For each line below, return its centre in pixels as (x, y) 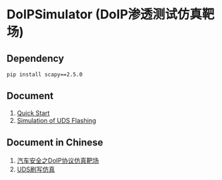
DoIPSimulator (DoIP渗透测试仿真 (104, 14)
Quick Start (33, 112)
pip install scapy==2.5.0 (44, 75)
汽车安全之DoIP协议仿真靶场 (58, 160)
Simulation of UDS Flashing (56, 120)
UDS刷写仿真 (36, 169)
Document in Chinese (55, 142)
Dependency (35, 58)
